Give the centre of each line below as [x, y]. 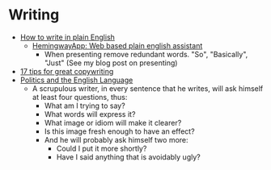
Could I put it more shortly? [102, 148]
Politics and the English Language [76, 80]
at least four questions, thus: [80, 97]
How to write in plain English [68, 37]
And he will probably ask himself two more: [116, 139]
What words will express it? [90, 114]
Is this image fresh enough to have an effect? [120, 131]
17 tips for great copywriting [67, 71]
